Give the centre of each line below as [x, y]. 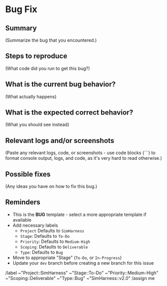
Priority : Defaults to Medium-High [55, 241]
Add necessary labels [35, 225]
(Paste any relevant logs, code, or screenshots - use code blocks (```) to [80, 153]
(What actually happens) [31, 96]
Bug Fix [21, 9]
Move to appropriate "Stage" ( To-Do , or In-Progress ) [67, 258]
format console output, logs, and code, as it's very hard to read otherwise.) [84, 158]
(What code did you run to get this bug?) [48, 68]
